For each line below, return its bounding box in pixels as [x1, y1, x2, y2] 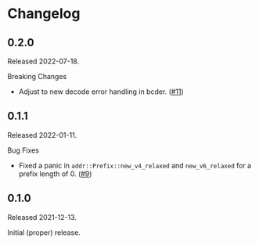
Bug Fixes [7, 146, 40, 155]
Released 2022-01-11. [7, 130, 77, 139]
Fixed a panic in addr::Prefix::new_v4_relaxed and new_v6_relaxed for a [18, 160, 252, 170]
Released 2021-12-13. [7, 212, 77, 222]
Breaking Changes [7, 72, 67, 81]
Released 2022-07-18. [7, 56, 80, 66]
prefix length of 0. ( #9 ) [18, 169, 92, 178]
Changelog [7, 5, 81, 23]
